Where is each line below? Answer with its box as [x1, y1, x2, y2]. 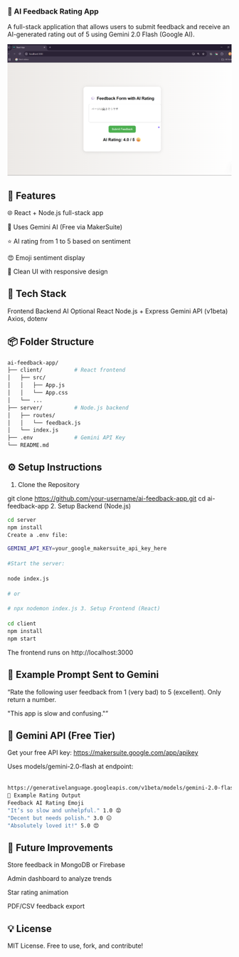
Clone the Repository [17, 480, 80, 488]
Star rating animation [7, 888, 69, 896]
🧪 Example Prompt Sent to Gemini [7, 669, 159, 681]
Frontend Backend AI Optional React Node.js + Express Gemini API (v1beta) [7, 306, 228, 315]
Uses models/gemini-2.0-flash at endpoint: [7, 762, 134, 771]
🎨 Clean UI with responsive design [7, 267, 108, 276]
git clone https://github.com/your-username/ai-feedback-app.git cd [7, 494, 206, 503]
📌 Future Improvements [7, 842, 114, 854]
